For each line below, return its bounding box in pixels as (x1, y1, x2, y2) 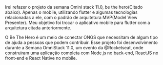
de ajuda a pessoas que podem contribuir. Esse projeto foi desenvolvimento (5, 40, 158, 45)
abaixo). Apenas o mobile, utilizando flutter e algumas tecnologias (5, 9, 138, 15)
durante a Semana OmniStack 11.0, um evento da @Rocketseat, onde (5, 45, 143, 50)
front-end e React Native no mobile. (5, 55, 77, 61)
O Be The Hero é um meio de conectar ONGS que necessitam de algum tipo (5, 34, 158, 40)
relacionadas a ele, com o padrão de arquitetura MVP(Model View (5, 15, 138, 20)
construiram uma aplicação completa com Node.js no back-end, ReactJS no (5, 50, 159, 56)
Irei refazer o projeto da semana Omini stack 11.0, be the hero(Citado (5, 4, 143, 10)
